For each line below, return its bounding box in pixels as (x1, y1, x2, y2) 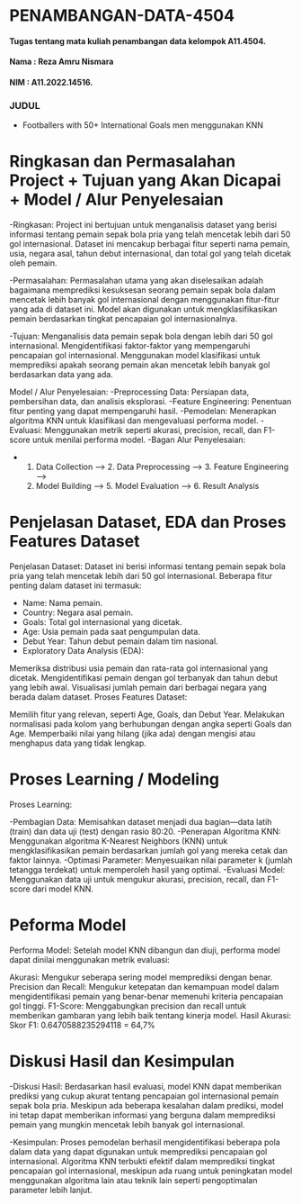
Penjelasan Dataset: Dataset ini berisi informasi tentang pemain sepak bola (9, 561, 286, 572)
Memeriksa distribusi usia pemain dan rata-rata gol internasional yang (9, 663, 269, 674)
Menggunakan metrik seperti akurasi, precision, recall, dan (44, 425, 262, 436)
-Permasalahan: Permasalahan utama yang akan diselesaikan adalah (9, 276, 263, 286)
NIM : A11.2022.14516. (9, 77, 93, 87)
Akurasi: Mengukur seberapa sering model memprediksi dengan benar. (9, 972, 273, 982)
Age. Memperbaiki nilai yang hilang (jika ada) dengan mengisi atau (9, 729, 256, 739)
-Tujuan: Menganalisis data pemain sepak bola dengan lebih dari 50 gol (9, 330, 274, 342)
